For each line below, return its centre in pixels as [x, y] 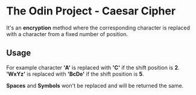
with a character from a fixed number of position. [67, 34]
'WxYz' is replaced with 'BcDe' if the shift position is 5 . [75, 74]
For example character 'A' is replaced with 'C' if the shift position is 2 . [93, 67]
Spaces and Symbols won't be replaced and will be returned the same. [95, 85]
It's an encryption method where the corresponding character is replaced [98, 28]
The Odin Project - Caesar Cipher [91, 11]
